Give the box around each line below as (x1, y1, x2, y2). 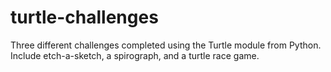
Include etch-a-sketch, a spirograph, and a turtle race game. (10, 49, 260, 61)
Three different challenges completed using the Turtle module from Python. (10, 39, 322, 51)
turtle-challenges (10, 6, 159, 29)
